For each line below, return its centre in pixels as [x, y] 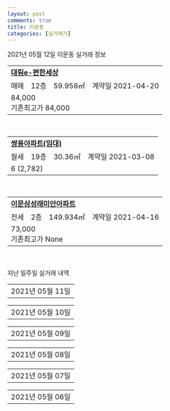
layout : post [26, 14]
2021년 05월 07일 [41, 376]
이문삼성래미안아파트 [43, 204]
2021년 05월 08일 [41, 355]
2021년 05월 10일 [41, 312]
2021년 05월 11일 [41, 291]
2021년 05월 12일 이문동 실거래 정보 [57, 54]
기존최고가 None [37, 239]
